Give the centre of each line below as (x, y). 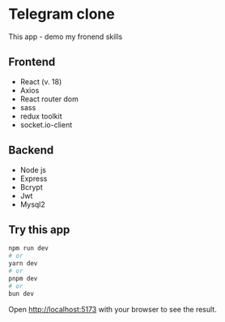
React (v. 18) (41, 81)
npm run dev (28, 248)
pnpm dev (23, 278)
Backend (31, 150)
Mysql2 (33, 204)
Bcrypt (31, 187)
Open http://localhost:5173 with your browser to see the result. (112, 309)
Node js (33, 170)
